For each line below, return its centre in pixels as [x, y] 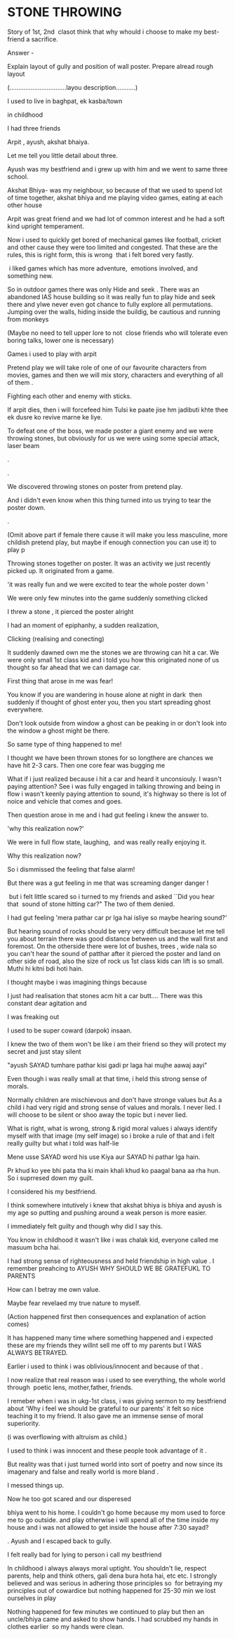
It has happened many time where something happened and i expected [110, 1337]
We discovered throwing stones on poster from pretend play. [95, 486]
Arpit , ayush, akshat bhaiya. [48, 142]
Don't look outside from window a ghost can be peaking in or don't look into [117, 723]
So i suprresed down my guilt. [51, 1178]
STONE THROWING [65, 12]
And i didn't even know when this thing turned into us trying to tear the [109, 500]
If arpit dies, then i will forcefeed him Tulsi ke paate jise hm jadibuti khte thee [118, 409]
